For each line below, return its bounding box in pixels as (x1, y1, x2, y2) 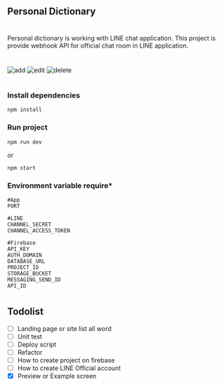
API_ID (7, 282, 27, 290)
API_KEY (7, 245, 30, 252)
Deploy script (17, 340, 57, 348)
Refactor (17, 348, 43, 356)
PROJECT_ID (7, 264, 39, 271)
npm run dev (7, 138, 42, 146)
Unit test (17, 332, 42, 341)
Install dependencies (7, 90, 81, 100)
